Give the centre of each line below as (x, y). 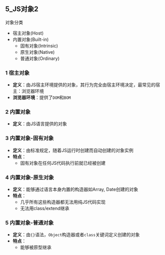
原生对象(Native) (37, 52)
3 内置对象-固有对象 (30, 138)
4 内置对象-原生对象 (30, 177)
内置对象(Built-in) (31, 39)
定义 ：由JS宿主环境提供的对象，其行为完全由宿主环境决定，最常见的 (84, 85)
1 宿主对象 (17, 72)
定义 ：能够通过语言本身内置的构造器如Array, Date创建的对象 (75, 189)
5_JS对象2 (22, 9)
